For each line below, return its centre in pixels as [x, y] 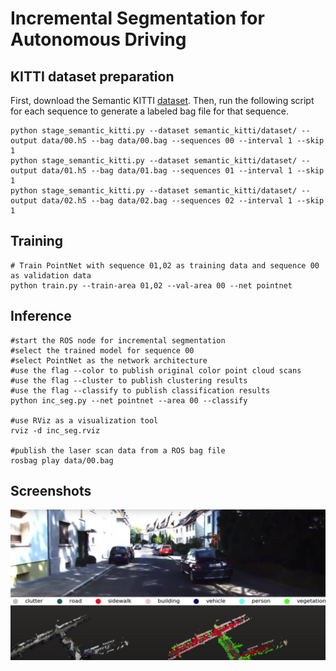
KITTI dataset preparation [92, 76]
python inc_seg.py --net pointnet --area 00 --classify [129, 400]
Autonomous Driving [98, 39]
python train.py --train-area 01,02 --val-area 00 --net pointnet [151, 285]
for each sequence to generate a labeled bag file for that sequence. [149, 111]
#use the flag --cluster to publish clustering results [129, 380]
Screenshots [51, 491]
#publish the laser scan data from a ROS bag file [118, 450]
